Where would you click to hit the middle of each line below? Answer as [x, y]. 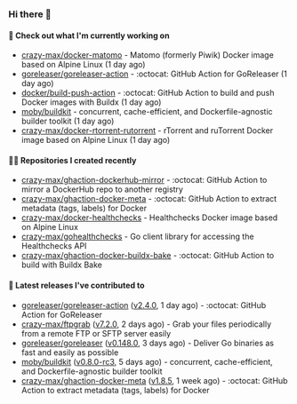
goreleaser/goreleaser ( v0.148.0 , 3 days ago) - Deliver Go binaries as [148, 343]
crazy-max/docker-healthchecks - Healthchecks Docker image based [149, 218]
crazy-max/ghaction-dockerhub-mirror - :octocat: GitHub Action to [144, 180]
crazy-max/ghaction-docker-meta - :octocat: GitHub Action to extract [149, 199]
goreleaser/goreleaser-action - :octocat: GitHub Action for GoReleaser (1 [154, 74]
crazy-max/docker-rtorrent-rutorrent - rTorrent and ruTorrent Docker [147, 131]
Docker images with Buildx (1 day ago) [91, 102]
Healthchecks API [54, 246]
